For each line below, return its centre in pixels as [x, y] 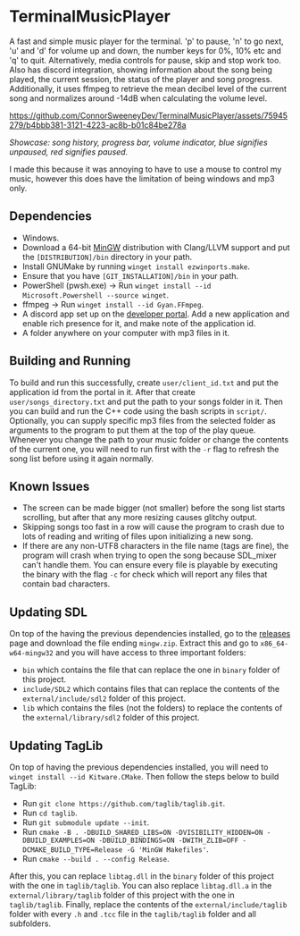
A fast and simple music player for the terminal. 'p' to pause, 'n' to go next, [146, 41]
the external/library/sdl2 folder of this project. [111, 718]
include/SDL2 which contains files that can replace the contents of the [150, 689]
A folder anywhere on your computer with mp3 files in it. [126, 333]
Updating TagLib [56, 745]
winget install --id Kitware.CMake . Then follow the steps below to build [144, 776]
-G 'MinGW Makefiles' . [168, 849]
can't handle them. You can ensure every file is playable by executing [150, 565]
